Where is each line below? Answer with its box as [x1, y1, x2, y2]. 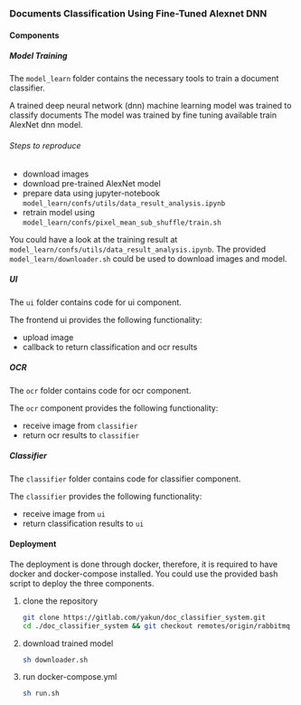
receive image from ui [22, 508, 106, 519]
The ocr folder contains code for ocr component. [9, 385, 192, 395]
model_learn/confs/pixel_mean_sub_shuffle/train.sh [22, 218, 221, 227]
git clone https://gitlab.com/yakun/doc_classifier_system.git [22, 613, 267, 622]
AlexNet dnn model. [9, 119, 83, 130]
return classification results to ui [22, 518, 145, 529]
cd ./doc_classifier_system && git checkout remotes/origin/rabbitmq [22, 621, 291, 631]
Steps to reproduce [9, 140, 81, 151]
